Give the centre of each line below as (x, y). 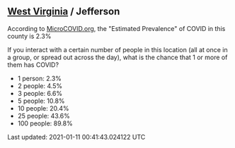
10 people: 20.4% (43, 108)
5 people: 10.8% (41, 101)
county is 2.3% (29, 36)
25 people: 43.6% (44, 116)
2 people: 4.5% (40, 86)
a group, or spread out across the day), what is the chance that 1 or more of (117, 57)
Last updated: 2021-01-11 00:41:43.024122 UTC (76, 137)
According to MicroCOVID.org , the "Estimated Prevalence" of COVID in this (116, 28)
